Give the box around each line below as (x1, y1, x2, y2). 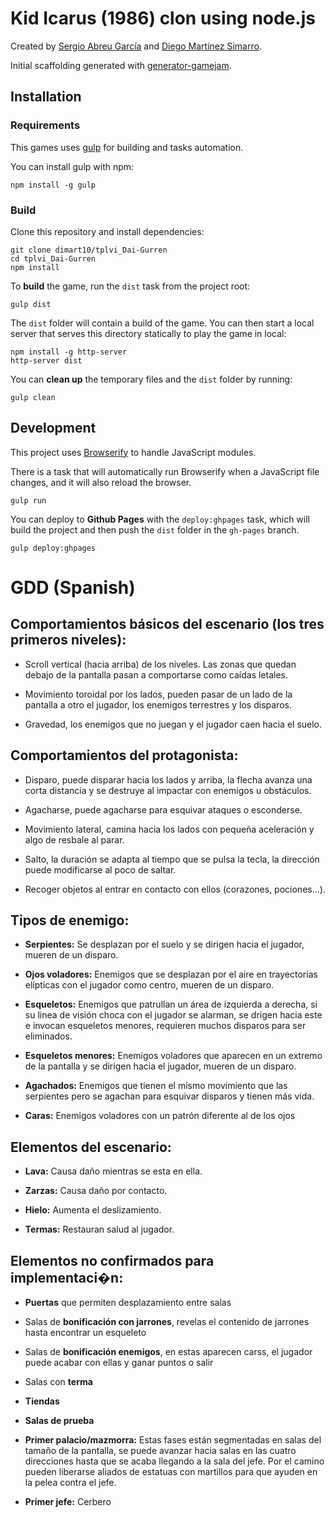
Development (10, 420, 97, 437)
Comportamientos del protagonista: (10, 747, 239, 764)
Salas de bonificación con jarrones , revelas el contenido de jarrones (24, 1315, 310, 1327)
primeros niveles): (10, 632, 127, 649)
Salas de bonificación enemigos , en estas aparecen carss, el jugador (24, 1345, 313, 1357)
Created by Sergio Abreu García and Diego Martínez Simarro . (10, 40, 262, 52)
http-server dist (10, 355, 83, 366)
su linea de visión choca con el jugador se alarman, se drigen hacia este (24, 1009, 323, 1021)
